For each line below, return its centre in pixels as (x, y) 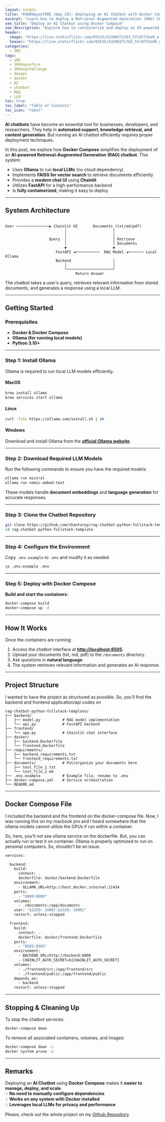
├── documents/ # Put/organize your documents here (71, 763)
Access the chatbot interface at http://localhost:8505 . (68, 650)
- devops (18, 74)
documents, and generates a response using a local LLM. (63, 288)
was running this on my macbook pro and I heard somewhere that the (75, 821)
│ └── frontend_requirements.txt (41, 758)
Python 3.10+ (26, 343)
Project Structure (32, 685)
